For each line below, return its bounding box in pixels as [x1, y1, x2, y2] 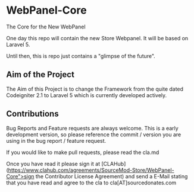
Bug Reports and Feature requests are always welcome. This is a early [6, 124, 179, 132]
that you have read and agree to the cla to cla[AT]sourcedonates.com [6, 179, 177, 186]
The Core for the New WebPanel [6, 23, 86, 30]
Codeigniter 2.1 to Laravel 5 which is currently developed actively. [6, 91, 167, 98]
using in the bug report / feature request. [6, 137, 107, 144]
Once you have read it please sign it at [6, 160, 101, 167]
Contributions [6, 109, 59, 119]
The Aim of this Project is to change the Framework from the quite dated [6, 85, 183, 92]
